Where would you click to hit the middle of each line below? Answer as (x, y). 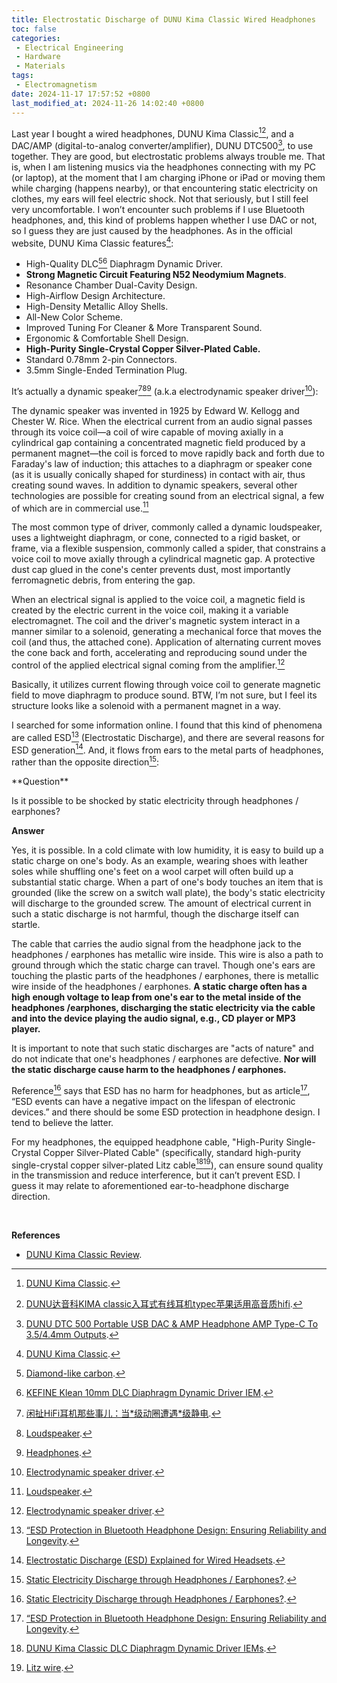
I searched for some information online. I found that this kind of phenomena (167, 725)
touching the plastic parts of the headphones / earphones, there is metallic (165, 976)
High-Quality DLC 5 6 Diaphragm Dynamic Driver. (124, 263)
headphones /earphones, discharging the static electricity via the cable (163, 1008)
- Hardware (38, 57)
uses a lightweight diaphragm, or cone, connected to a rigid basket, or (156, 538)
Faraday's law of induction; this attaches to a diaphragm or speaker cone (162, 463)
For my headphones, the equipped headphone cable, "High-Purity (147, 1142)
